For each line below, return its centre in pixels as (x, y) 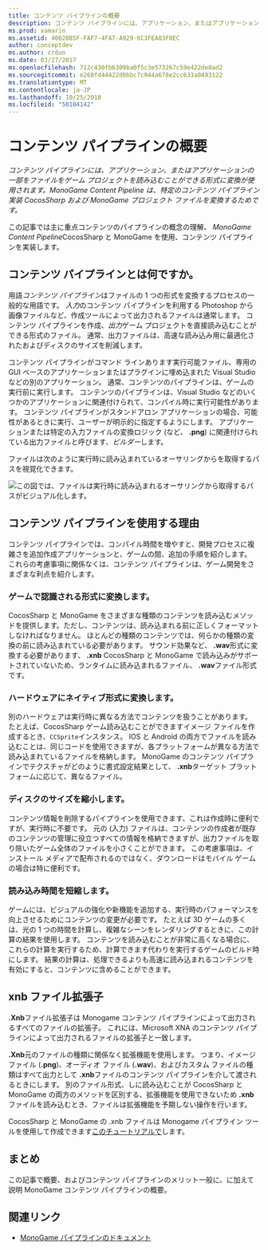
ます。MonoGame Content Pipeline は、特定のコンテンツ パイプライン (144, 190)
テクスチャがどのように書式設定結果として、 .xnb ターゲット (128, 767)
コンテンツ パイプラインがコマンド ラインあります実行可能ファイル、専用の (132, 362)
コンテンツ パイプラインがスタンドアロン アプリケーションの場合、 (134, 412)
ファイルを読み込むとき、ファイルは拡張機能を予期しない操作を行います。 (130, 1104)
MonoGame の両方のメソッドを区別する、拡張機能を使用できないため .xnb (131, 1094)
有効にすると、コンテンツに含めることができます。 (92, 969)
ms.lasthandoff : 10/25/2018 (55, 97)
